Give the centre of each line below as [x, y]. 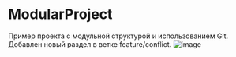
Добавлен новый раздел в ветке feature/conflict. [90, 44]
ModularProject [60, 14]
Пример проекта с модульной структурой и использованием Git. [118, 36]
